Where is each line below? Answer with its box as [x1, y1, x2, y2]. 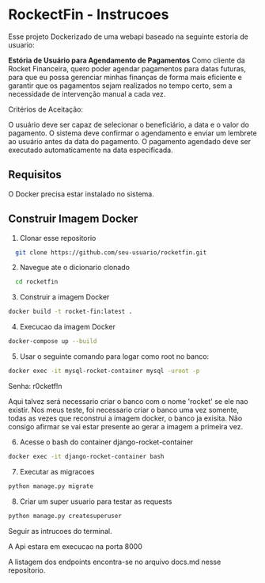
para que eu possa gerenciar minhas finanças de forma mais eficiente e [8, 72, 243, 82]
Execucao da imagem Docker [19, 322, 116, 332]
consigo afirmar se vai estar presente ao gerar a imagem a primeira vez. [8, 421, 244, 431]
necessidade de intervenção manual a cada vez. [8, 89, 166, 98]
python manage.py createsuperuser [8, 512, 123, 520]
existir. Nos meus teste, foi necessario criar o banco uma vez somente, [8, 405, 240, 414]
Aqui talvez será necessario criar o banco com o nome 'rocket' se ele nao [8, 396, 248, 406]
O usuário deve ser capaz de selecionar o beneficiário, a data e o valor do [8, 120, 249, 129]
